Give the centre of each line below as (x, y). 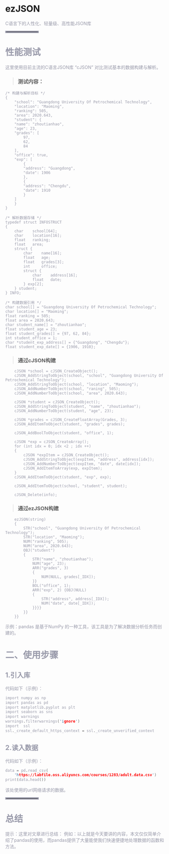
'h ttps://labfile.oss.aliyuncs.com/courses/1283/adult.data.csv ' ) (86, 775)
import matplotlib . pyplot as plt (40, 707)
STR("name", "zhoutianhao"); (63, 559)
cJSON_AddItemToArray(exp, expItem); (63, 468)
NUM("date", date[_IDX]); (68, 603)
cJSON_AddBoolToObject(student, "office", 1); (64, 433)
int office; (40, 266)
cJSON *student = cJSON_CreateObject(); (57, 402)
